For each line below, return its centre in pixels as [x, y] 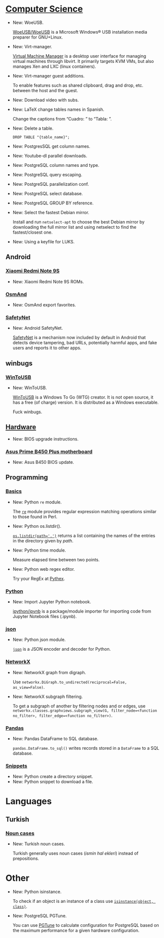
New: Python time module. [39, 550]
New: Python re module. [37, 502]
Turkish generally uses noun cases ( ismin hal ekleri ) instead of [75, 853]
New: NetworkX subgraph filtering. [48, 697]
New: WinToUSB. [30, 388]
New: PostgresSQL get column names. [51, 146]
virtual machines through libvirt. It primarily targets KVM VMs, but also [83, 61]
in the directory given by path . [43, 540]
